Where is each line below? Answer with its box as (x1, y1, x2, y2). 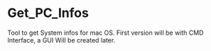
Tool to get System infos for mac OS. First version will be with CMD (7, 28, 204, 37)
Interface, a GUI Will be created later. (7, 35, 116, 44)
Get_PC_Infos (7, 5, 89, 21)
